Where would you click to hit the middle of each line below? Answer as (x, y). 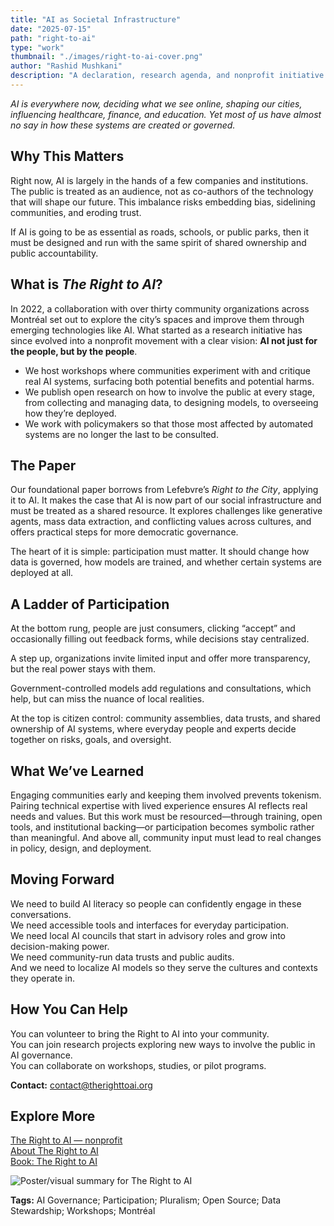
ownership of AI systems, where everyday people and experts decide (153, 729)
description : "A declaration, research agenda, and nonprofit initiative (167, 76)
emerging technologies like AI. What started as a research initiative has (156, 330)
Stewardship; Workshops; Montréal (83, 1211)
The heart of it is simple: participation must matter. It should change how (160, 552)
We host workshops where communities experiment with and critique (167, 370)
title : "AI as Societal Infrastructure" (96, 19)
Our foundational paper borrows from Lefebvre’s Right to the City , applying (164, 490)
